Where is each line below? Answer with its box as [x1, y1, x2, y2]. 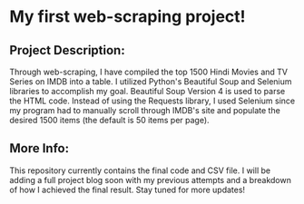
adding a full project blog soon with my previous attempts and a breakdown [9, 174, 292, 185]
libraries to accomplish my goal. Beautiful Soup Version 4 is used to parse [9, 86, 286, 96]
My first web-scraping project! [9, 6, 247, 27]
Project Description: [9, 43, 125, 58]
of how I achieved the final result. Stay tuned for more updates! [9, 184, 246, 195]
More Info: [9, 141, 70, 156]
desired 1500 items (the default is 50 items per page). [9, 115, 211, 125]
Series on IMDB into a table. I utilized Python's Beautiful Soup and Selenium [9, 76, 292, 87]
